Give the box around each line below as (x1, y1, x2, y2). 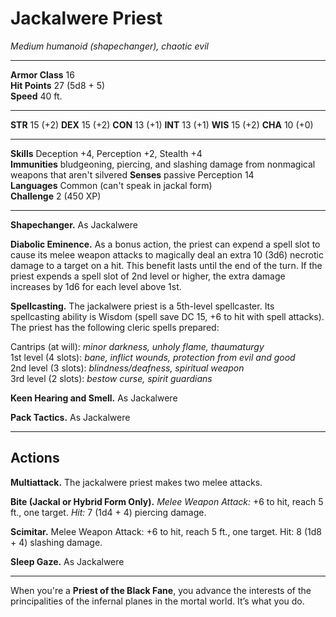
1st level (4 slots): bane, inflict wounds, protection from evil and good (10, 351, 296, 363)
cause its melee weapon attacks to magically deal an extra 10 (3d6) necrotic (10, 248, 324, 261)
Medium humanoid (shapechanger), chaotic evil (10, 40, 209, 52)
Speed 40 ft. (10, 90, 63, 102)
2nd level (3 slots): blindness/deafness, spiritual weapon (10, 362, 245, 374)
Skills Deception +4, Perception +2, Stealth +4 (10, 147, 203, 159)
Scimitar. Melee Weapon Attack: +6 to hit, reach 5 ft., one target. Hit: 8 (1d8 (10, 525, 322, 537)
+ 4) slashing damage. (10, 536, 103, 548)
